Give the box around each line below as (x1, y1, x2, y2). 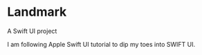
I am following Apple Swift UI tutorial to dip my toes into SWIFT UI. (7, 40, 196, 48)
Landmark (7, 4, 67, 20)
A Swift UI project (7, 27, 57, 35)
